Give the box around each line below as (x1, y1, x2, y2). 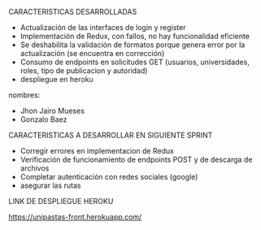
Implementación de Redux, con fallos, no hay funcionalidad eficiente (20, 32, 250, 41)
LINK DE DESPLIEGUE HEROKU (8, 197, 114, 206)
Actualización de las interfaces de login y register (20, 23, 186, 32)
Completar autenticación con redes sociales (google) (20, 172, 198, 181)
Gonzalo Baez (20, 115, 67, 124)
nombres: (8, 90, 41, 100)
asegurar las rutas (20, 180, 81, 190)
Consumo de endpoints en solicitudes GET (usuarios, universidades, (20, 57, 250, 67)
